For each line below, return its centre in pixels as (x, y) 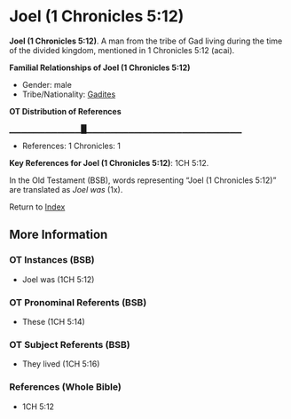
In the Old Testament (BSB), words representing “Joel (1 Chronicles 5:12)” (143, 180)
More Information (59, 235)
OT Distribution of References (65, 111)
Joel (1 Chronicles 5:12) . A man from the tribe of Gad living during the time (146, 41)
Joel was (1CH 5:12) (58, 279)
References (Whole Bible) (65, 387)
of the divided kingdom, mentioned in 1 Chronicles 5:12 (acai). (122, 50)
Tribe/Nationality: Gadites (69, 94)
